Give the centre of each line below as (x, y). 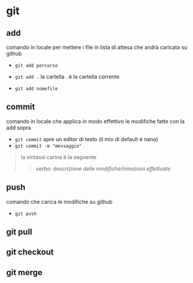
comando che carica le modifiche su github (60, 201)
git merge (24, 272)
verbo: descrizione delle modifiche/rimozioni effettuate (103, 169)
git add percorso (36, 66)
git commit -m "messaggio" (48, 146)
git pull (19, 232)
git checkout (30, 252)
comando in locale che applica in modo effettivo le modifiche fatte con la (95, 121)
